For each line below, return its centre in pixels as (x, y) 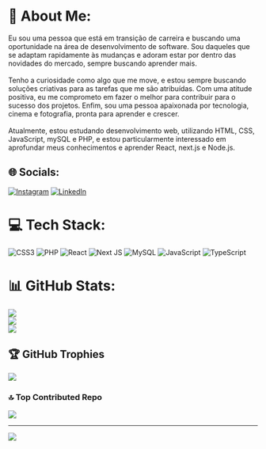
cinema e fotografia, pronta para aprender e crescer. (94, 113)
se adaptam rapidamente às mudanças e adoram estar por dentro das (122, 55)
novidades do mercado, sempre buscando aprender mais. (103, 63)
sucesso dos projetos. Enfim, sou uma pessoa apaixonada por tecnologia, (129, 105)
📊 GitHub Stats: (62, 285)
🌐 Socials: (34, 172)
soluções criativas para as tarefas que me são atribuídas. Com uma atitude (130, 88)
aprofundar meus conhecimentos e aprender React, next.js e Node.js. (122, 147)
